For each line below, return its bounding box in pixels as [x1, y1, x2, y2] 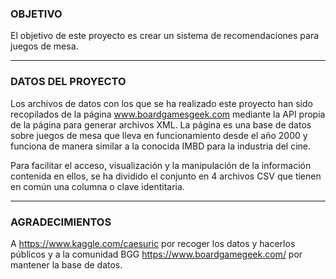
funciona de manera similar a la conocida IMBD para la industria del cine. [10, 140, 312, 152]
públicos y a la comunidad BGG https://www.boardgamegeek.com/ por [10, 248, 303, 260]
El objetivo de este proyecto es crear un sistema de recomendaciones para [10, 30, 320, 42]
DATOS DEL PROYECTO [10, 75, 127, 89]
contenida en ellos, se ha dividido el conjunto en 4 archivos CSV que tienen [10, 170, 322, 182]
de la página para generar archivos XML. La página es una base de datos [10, 118, 312, 131]
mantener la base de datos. [10, 258, 123, 271]
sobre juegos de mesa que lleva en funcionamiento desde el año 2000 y [10, 129, 308, 141]
